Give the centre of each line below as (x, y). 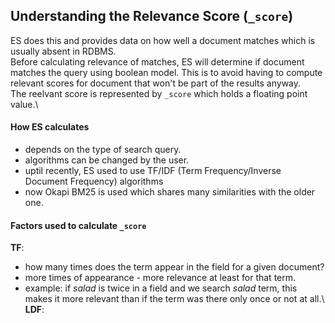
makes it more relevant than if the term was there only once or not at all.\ (174, 299)
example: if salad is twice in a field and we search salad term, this (161, 288)
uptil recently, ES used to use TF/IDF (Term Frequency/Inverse (153, 171)
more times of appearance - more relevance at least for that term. (160, 278)
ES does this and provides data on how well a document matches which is (163, 40)
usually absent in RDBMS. (63, 51)
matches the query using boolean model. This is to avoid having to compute (166, 72)
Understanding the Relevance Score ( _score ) (152, 16)
